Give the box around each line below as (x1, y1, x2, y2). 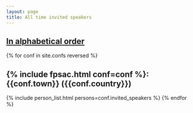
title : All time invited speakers (6, 14, 92, 20)
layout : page (6, 8, 39, 15)
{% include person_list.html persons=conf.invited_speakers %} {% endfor (6, 95, 187, 102)
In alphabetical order (6, 36, 85, 46)
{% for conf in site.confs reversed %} (6, 52, 98, 59)
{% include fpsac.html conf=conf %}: (6, 69, 150, 79)
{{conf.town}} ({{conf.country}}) (6, 79, 132, 89)
